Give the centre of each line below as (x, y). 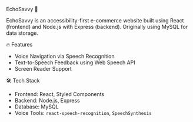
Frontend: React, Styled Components (59, 94)
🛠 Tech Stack (23, 80)
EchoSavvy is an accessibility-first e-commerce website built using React (95, 20)
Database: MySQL (36, 107)
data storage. (22, 33)
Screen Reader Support (43, 69)
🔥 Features (19, 44)
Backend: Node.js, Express (47, 100)
